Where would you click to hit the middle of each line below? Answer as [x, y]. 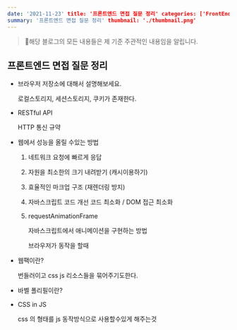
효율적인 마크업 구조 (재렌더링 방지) [77, 187]
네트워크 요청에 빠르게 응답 [65, 157]
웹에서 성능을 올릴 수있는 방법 [58, 142]
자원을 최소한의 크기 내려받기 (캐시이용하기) [88, 172]
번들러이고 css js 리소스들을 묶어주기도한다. [78, 276]
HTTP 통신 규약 [39, 127]
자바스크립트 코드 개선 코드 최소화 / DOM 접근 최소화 [101, 202]
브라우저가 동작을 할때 [59, 246]
